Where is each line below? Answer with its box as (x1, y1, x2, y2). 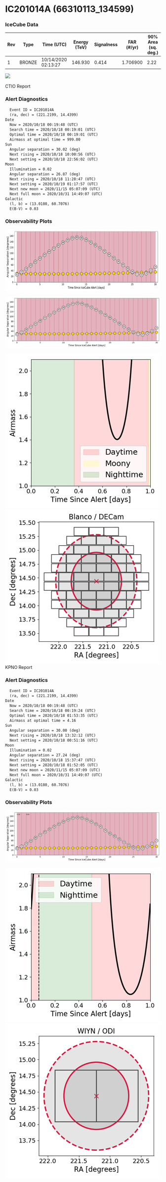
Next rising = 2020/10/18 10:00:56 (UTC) (9, 152, 96, 157)
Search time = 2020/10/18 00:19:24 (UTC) (9, 709, 96, 713)
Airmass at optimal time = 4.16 (9, 718, 77, 723)
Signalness (94, 42, 118, 47)
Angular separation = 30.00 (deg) (9, 728, 81, 733)
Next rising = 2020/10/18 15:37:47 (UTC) (9, 758, 96, 763)
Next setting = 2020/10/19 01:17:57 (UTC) (9, 182, 98, 187)
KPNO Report (5, 664, 33, 670)
